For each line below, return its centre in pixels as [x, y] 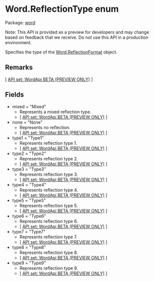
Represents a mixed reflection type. [55, 112]
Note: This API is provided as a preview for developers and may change [77, 32]
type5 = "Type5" [29, 200]
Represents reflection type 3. [49, 174]
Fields [15, 95]
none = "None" [27, 122]
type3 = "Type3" [29, 169]
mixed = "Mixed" [29, 106]
